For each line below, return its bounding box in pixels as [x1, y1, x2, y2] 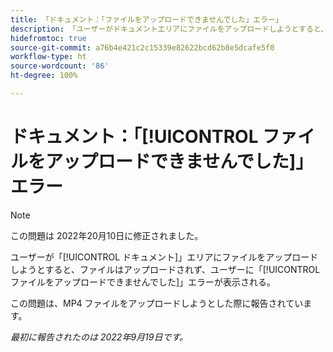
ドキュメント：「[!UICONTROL [10, 126, 259, 148]
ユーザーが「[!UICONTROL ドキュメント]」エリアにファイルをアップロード [10, 251, 319, 263]
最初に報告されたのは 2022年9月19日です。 [10, 331, 189, 343]
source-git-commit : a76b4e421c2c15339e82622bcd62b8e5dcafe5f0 [10, 42, 275, 53]
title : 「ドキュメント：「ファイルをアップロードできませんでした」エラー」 [10, 14, 283, 25]
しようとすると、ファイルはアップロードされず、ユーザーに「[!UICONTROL [10, 263, 321, 275]
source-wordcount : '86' [10, 61, 110, 71]
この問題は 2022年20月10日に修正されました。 [10, 229, 204, 241]
